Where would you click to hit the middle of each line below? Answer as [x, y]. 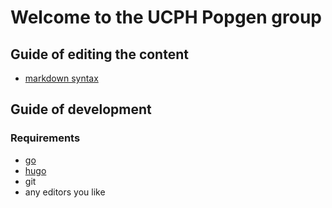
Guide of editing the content [99, 54]
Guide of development [81, 109]
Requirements [45, 138]
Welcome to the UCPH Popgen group [166, 17]
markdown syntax [61, 78]
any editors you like [65, 192]
